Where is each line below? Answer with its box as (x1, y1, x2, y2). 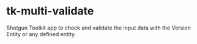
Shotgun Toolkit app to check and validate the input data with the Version (6, 24, 191, 31)
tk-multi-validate (6, 4, 94, 18)
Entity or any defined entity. (6, 30, 76, 37)
